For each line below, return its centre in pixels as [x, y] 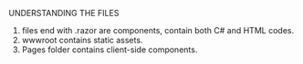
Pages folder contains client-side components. [110, 50]
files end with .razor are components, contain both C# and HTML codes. [157, 30]
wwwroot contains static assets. [82, 40]
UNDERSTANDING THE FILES [64, 13]
